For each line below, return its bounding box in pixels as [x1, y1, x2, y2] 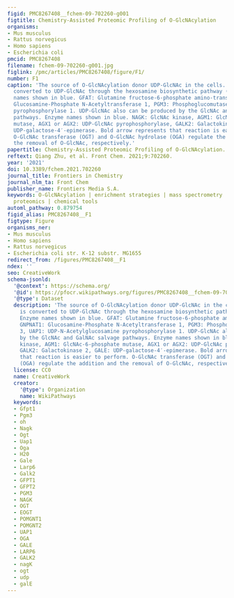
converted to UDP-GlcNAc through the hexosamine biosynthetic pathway [13, 88, 223, 95]
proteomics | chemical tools [13, 198, 98, 206]
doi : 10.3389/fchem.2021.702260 [7, 165, 101, 173]
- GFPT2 [13, 483, 36, 490]
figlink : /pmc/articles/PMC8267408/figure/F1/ [7, 68, 145, 75]
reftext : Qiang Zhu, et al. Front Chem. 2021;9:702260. [7, 153, 173, 160]
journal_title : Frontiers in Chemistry [7, 172, 123, 179]
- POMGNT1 [13, 516, 42, 523]
